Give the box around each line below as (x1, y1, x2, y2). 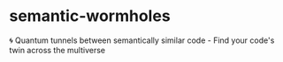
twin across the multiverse (9, 45, 106, 55)
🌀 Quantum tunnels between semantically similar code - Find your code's (9, 35, 275, 45)
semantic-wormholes (9, 6, 171, 26)
